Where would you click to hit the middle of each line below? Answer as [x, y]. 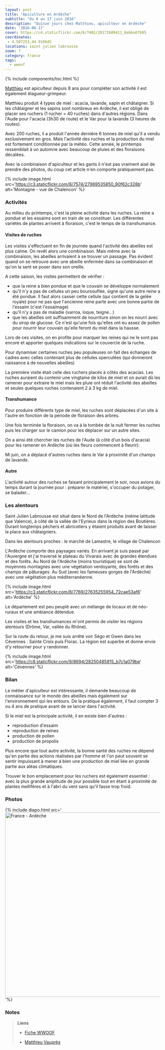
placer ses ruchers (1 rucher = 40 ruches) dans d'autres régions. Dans [76, 113]
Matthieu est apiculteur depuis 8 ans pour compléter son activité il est [76, 88]
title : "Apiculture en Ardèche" [38, 14]
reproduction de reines [35, 730]
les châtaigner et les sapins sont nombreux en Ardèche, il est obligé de [77, 109]
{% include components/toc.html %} [42, 79]
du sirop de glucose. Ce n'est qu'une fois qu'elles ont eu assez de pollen [86, 322]
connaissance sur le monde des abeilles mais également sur [66, 696]
